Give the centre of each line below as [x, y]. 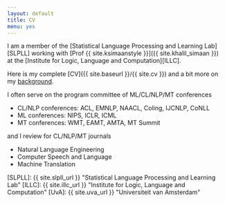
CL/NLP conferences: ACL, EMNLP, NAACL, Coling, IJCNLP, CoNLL [113, 108]
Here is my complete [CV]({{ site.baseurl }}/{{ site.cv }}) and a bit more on [113, 74]
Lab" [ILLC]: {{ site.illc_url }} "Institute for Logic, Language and [96, 185]
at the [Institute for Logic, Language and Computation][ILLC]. [94, 61]
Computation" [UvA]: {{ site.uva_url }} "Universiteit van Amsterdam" [104, 192]
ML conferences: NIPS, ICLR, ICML [67, 115]
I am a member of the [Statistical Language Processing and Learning [105, 46]
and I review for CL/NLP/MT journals [59, 136]
